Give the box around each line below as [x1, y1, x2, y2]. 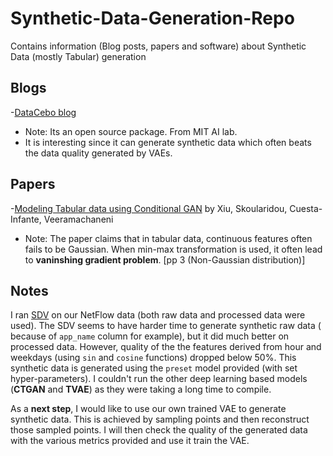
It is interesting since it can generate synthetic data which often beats [24, 136, 312, 148]
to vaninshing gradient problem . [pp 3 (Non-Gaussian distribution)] [24, 253, 306, 266]
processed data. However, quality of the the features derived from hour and [10, 341, 322, 353]
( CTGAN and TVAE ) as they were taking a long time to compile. [10, 383, 272, 396]
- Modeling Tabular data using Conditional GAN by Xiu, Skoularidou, [10, 202, 288, 214]
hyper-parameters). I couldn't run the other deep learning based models [10, 373, 308, 385]
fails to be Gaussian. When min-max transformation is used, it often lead [24, 243, 323, 255]
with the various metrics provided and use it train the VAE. [10, 435, 250, 447]
